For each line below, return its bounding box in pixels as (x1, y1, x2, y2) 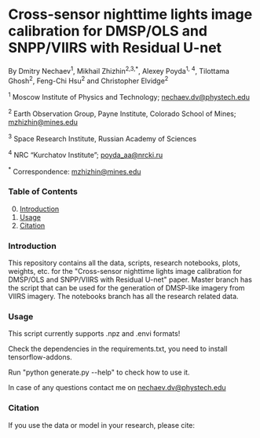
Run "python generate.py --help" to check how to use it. (8, 367, 190, 378)
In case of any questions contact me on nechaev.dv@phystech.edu (8, 383, 226, 392)
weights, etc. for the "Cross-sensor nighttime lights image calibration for (8, 267, 243, 276)
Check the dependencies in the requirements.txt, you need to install (8, 344, 228, 354)
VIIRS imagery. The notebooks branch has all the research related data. (8, 292, 239, 301)
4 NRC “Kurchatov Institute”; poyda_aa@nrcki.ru (8, 149, 163, 159)
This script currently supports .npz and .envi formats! (8, 329, 181, 338)
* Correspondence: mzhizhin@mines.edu (8, 165, 141, 176)
